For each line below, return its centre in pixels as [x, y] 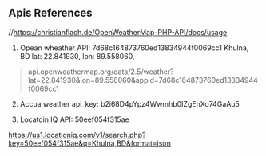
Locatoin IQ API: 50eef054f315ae [74, 119]
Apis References [51, 13]
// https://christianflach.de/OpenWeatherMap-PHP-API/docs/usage [118, 32]
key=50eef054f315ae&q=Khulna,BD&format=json [90, 143]
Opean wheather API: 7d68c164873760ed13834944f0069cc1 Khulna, [134, 48]
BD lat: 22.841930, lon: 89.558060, [77, 56]
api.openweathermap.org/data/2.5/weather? [101, 72]
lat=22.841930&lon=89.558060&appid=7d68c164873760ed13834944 [143, 80]
